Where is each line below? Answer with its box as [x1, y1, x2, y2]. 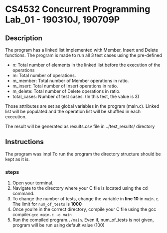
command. [12, 190, 35, 197]
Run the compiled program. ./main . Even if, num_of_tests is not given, [12, 217, 154, 223]
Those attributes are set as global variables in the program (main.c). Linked [5, 103, 160, 109]
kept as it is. [5, 156, 30, 162]
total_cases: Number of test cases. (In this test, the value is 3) [12, 93, 140, 99]
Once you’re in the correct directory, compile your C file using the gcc [12, 206, 156, 212]
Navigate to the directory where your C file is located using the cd [12, 185, 148, 191]
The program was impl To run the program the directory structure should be [5, 151, 161, 157]
